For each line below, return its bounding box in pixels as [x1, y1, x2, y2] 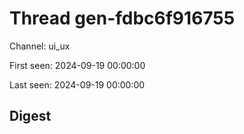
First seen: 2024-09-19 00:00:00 [9, 59, 146, 71]
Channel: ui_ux [9, 40, 71, 52]
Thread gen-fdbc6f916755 [9, 7, 236, 30]
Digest [9, 108, 52, 125]
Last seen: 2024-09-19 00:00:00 [9, 78, 146, 91]
